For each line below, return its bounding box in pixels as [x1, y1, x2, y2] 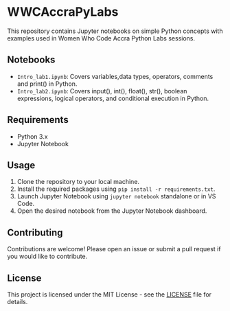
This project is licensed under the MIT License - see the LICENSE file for [7, 290, 211, 299]
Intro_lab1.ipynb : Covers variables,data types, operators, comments [16, 72, 214, 80]
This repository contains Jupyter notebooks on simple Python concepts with [7, 27, 223, 35]
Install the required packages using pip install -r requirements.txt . [16, 185, 216, 193]
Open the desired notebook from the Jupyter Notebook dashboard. [16, 207, 207, 215]
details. [7, 298, 28, 306]
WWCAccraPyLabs [7, 4, 119, 20]
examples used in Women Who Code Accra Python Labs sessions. [7, 34, 196, 42]
